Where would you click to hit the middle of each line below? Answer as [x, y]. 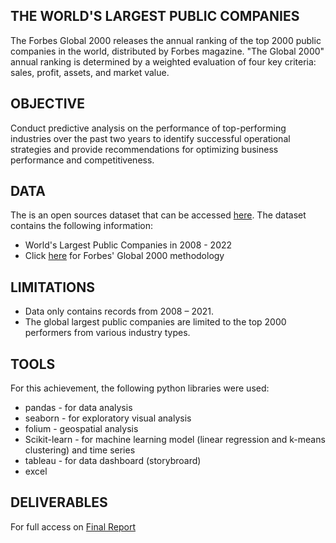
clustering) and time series [80, 450]
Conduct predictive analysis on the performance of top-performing [148, 128]
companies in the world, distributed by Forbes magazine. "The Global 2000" [167, 51]
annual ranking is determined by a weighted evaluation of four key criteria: [163, 61]
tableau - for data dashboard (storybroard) [113, 461]
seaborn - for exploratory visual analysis [108, 418]
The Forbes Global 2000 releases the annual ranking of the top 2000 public [166, 40]
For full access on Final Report [73, 526]
